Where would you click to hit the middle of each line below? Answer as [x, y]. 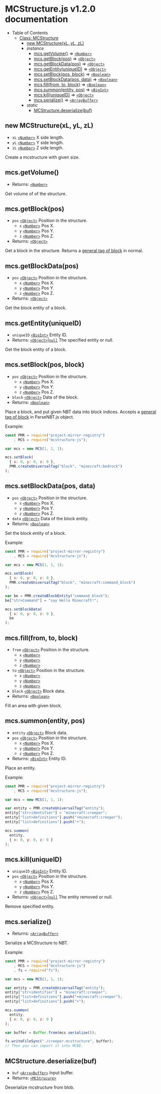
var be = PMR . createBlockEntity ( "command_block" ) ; [57, 596]
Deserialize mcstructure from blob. [40, 1087]
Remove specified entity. [30, 907]
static [32, 105]
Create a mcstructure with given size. [42, 157]
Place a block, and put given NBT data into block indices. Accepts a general [81, 412]
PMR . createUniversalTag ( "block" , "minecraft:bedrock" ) [66, 466]
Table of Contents [30, 33]
